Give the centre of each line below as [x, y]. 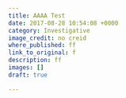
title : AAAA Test [37, 16]
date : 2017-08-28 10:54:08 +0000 [63, 23]
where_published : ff [42, 45]
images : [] [26, 68]
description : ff [35, 61]
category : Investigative [49, 30]
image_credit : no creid [48, 38]
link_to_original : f [42, 53]
